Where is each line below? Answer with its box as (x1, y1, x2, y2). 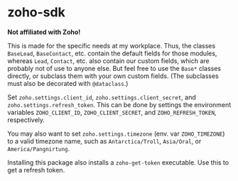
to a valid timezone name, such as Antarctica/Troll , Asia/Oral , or (7, 136, 202, 146)
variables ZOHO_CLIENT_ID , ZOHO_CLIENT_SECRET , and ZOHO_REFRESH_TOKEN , (7, 108, 217, 116)
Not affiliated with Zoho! (7, 28, 81, 36)
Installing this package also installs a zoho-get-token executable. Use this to (7, 158, 229, 167)
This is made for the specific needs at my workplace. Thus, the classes (7, 41, 215, 50)
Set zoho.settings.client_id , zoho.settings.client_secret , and (7, 93, 197, 102)
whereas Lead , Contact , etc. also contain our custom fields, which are (7, 56, 210, 65)
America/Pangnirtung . (7, 144, 70, 153)
